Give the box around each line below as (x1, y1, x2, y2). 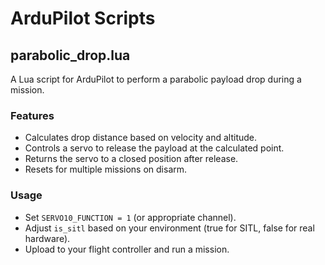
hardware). (24, 232, 71, 244)
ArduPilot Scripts (10, 7, 156, 30)
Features (10, 108, 55, 122)
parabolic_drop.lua (10, 47, 131, 64)
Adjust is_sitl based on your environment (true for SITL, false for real (24, 222, 315, 234)
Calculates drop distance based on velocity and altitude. (24, 132, 258, 144)
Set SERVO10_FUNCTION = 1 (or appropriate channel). (24, 211, 237, 223)
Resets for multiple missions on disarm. (24, 163, 188, 176)
